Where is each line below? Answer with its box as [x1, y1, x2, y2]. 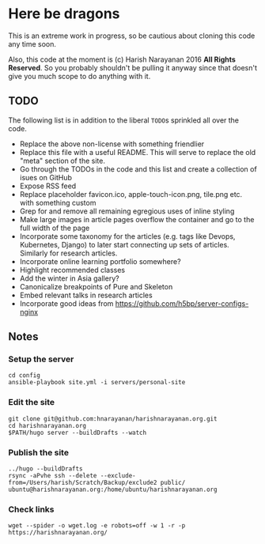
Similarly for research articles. [19, 248, 118, 258]
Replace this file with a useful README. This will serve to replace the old [19, 147, 256, 157]
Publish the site [8, 447, 70, 458]
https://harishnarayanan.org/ [8, 529, 108, 537]
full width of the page [19, 223, 90, 232]
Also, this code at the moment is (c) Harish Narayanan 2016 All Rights [8, 55, 236, 64]
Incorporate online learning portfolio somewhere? [19, 256, 181, 266]
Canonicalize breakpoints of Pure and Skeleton [19, 281, 173, 291]
